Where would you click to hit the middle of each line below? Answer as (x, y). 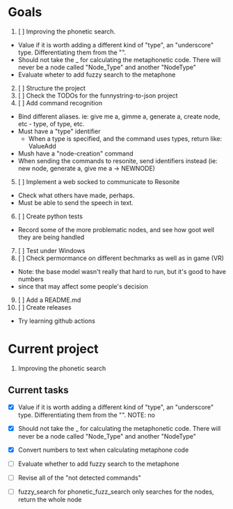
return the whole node (50, 500)
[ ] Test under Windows (51, 250)
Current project (54, 349)
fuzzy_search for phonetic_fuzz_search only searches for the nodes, (116, 492)
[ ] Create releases (45, 307)
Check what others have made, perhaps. (76, 195)
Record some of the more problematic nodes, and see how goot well (116, 229)
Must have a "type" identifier (59, 131)
